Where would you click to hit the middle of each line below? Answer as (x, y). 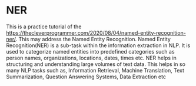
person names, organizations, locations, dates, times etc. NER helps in (91, 58)
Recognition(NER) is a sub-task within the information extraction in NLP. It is (98, 45)
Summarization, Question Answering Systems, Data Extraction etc (86, 77)
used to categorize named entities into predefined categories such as (90, 51)
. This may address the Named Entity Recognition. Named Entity (93, 39)
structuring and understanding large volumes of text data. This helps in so (96, 64)
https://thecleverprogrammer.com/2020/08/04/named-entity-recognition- (96, 32)
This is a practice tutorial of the (44, 27)
